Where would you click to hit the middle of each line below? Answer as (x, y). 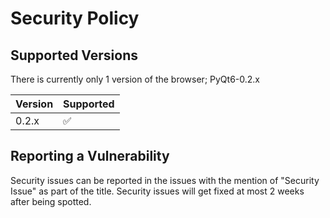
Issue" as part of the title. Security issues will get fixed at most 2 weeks (157, 191)
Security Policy (75, 18)
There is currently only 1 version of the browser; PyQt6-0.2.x (135, 79)
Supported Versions (74, 55)
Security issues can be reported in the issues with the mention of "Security (165, 180)
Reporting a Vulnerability (90, 156)
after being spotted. (51, 201)
